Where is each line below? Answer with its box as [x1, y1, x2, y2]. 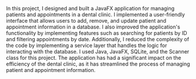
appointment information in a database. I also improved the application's [6, 23, 180, 30]
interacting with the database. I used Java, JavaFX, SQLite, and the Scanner [6, 48, 190, 55]
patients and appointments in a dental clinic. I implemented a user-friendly [6, 11, 185, 18]
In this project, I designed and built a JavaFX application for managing [6, 5, 175, 12]
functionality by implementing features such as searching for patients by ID [6, 30, 187, 37]
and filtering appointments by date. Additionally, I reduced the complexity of [6, 36, 190, 42]
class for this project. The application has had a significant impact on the [6, 55, 181, 61]
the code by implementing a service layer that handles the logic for [6, 42, 167, 49]
